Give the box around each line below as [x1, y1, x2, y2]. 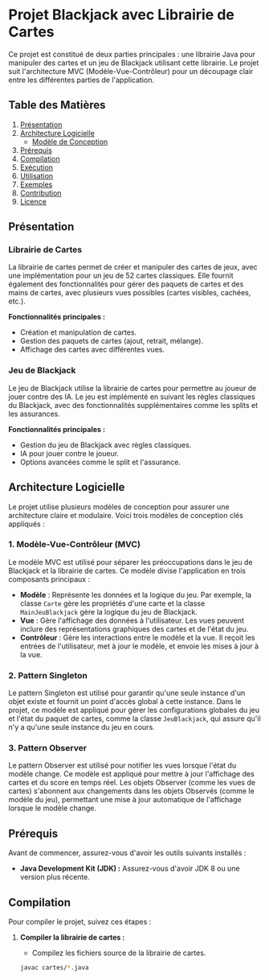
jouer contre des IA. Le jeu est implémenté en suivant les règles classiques [8, 392, 255, 401]
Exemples [19, 179, 53, 189]
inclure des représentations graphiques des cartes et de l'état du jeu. [19, 624, 249, 633]
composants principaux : [8, 574, 91, 584]
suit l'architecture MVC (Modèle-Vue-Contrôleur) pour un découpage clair [8, 66, 254, 76]
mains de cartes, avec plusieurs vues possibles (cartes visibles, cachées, [8, 288, 251, 298]
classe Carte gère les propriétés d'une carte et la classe [19, 598, 206, 608]
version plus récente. [19, 872, 91, 882]
